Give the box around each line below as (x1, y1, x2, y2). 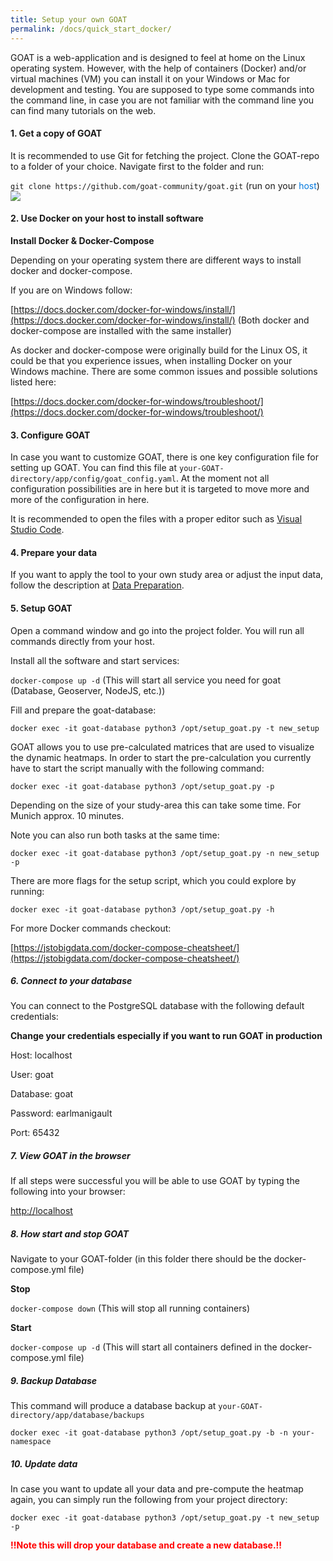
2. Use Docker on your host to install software (10, 212, 204, 225)
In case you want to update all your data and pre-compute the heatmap (10, 1483, 304, 1495)
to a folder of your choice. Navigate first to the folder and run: (10, 160, 265, 172)
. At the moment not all (175, 472, 270, 485)
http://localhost (10, 1205, 73, 1217)
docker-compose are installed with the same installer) (10, 324, 232, 336)
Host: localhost (10, 1049, 73, 1061)
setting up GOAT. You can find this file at (10, 462, 178, 474)
